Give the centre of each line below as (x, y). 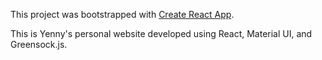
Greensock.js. (39, 44)
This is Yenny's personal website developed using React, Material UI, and (161, 33)
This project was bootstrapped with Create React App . (122, 14)
